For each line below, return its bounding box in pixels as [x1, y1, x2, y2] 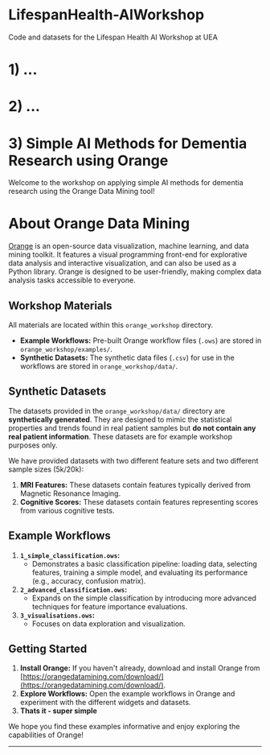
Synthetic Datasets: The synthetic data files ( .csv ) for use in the [19, 353, 235, 362]
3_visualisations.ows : [19, 610, 95, 620]
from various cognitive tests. [19, 505, 115, 515]
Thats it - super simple [19, 706, 98, 716]
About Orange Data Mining [8, 215, 190, 233]
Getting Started [8, 642, 88, 656]
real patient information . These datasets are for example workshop [8, 431, 233, 441]
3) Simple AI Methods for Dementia [8, 134, 247, 152]
